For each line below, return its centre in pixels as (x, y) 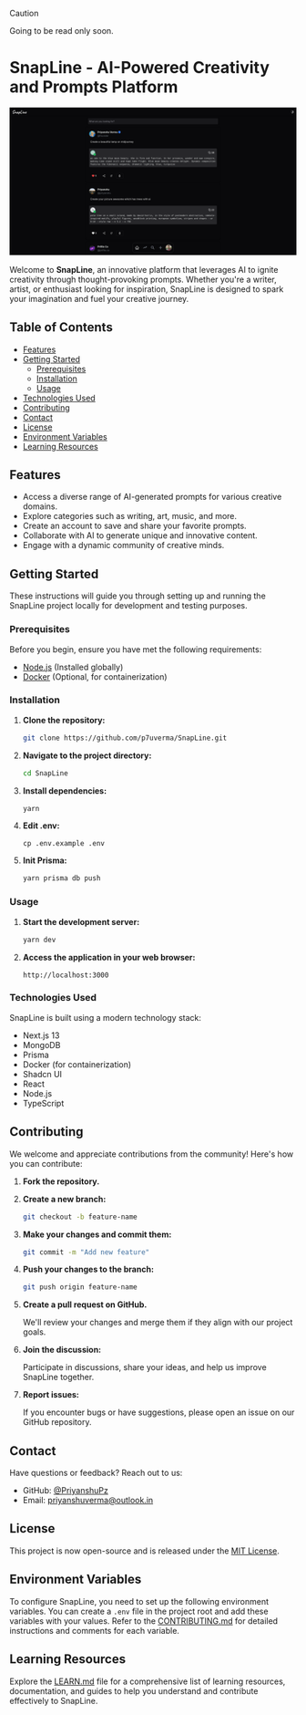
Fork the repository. (61, 1181)
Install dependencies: (65, 790)
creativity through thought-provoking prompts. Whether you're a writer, (143, 279)
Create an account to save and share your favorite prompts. (135, 526)
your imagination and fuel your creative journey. (99, 298)
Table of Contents (61, 327)
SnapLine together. (58, 1377)
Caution (24, 13)
